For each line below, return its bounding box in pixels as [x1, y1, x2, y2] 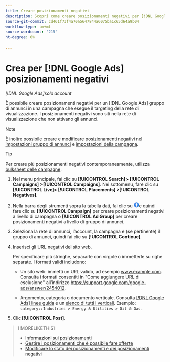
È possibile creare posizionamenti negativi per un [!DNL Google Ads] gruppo [5, 100, 165, 106]
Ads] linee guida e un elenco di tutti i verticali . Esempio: [20, 300, 136, 306]
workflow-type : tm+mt [5, 24, 51, 29]
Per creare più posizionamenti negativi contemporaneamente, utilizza [5, 160, 150, 167]
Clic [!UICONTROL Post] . [12, 315, 66, 321]
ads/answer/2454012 [20, 285, 65, 291]
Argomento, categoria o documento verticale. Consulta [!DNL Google [20, 294, 164, 301]
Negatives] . [12, 192, 38, 198]
